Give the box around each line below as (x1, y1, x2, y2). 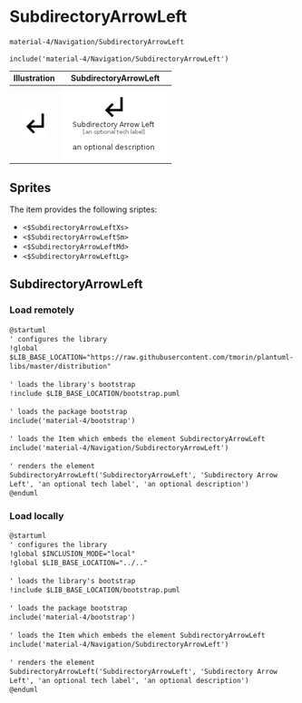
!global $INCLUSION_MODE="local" (9, 549, 136, 558)
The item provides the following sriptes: (9, 204, 158, 215)
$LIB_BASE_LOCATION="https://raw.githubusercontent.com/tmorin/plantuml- (9, 352, 295, 361)
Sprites (9, 179, 52, 196)
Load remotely (9, 303, 75, 316)
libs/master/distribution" (9, 361, 112, 371)
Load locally (9, 509, 64, 522)
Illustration (13, 72, 56, 83)
